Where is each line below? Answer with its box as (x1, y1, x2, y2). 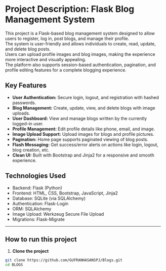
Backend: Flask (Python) (12, 185, 63, 191)
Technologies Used (5, 172, 66, 180)
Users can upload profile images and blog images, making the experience (5, 51, 156, 57)
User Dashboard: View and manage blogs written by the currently (12, 115, 147, 121)
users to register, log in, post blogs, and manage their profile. (5, 36, 129, 41)
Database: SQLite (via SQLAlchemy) (12, 195, 86, 201)
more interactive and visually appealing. (5, 56, 86, 62)
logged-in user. (12, 120, 43, 126)
